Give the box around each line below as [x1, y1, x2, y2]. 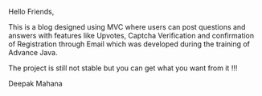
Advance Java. [8, 48, 58, 57]
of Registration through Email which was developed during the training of [8, 39, 251, 49]
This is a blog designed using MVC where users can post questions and [8, 22, 246, 31]
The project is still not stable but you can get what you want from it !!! [8, 63, 238, 73]
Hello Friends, [8, 7, 55, 16]
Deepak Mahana [8, 79, 63, 88]
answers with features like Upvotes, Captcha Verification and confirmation [8, 31, 255, 40]
